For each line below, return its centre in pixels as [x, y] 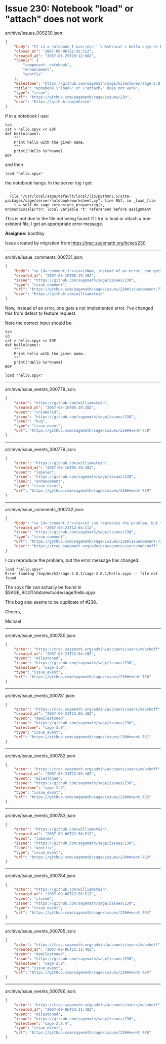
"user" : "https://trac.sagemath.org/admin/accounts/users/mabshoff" [86, 546]
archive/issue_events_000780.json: [41, 636]
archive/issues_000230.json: [34, 33]
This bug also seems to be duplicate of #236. [51, 602]
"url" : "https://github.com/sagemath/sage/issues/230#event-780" [83, 677]
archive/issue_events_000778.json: [41, 389]
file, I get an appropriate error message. [63, 224]
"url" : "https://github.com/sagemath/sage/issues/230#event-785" [83, 973]
